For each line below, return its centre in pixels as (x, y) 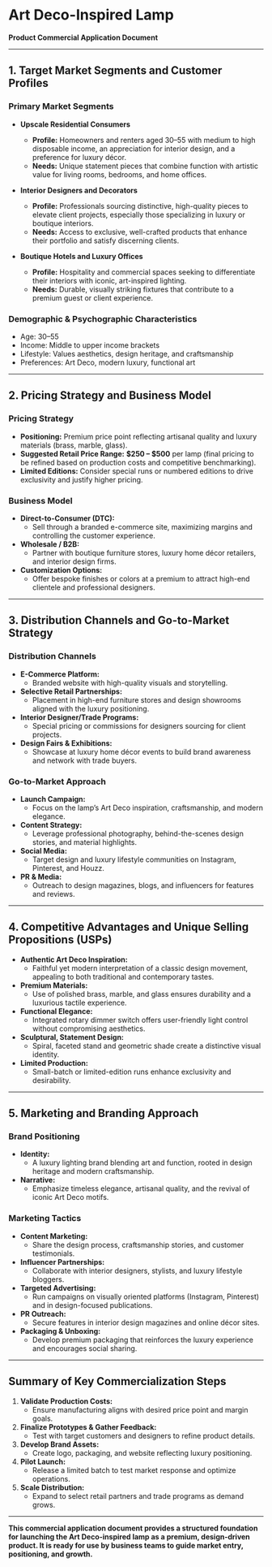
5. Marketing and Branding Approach (104, 1113)
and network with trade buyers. (85, 760)
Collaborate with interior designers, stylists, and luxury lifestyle (137, 1270)
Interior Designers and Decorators (79, 190)
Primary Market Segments (61, 106)
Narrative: (38, 1180)
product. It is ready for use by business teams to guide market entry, (126, 1545)
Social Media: (43, 851)
